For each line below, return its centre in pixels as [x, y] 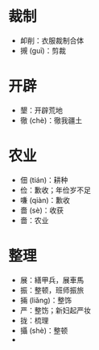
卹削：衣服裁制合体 [52, 40]
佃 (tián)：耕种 [44, 179]
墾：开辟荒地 [41, 110]
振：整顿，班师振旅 [52, 290]
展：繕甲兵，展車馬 [52, 280]
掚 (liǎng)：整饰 [46, 300]
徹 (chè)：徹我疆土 [51, 120]
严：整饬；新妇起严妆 [55, 310]
